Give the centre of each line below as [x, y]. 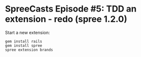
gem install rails [24, 41]
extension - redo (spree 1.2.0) [66, 19]
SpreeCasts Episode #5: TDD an [71, 9]
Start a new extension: [27, 32]
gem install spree [24, 45]
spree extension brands [29, 50]
